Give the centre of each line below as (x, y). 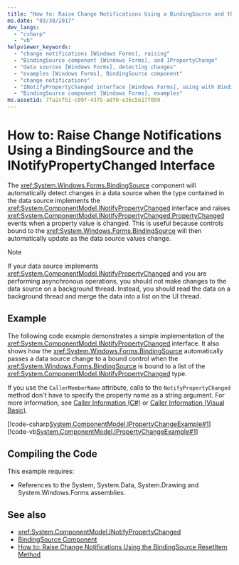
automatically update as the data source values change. (89, 238)
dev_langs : (23, 27)
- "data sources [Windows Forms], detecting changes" (95, 67)
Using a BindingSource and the (101, 151)
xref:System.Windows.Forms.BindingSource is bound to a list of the (106, 366)
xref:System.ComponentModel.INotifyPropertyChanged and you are (107, 273)
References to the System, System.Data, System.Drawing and (108, 484)
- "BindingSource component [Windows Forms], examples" (98, 93)
